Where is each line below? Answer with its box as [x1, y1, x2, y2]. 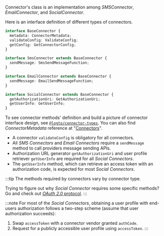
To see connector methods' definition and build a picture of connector [5, 115, 148, 120]
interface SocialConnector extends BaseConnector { [5, 92, 114, 97]
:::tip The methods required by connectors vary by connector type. [5, 176, 141, 182]
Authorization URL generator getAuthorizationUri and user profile [12, 151, 147, 157]
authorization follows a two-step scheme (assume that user [17, 205, 139, 211]
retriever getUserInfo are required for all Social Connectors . [12, 156, 134, 162]
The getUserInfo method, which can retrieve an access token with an [12, 161, 153, 167]
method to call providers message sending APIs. [12, 145, 111, 151]
